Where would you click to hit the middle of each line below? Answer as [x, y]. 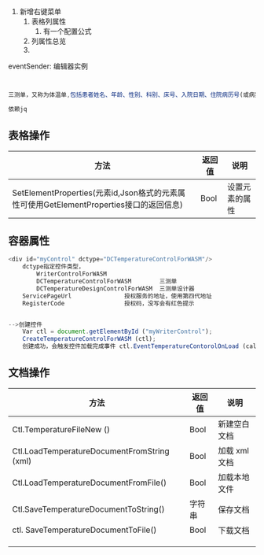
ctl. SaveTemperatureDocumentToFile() [84, 530]
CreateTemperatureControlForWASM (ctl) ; [89, 339]
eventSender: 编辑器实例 [48, 66]
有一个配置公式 [67, 31]
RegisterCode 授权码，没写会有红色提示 [108, 303]
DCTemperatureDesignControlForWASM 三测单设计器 [115, 289]
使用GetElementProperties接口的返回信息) [105, 205]
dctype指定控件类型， [53, 267]
